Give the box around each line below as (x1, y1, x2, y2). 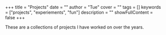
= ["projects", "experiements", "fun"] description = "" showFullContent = (5, 9, 153, 15)
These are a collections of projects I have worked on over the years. (5, 24, 144, 30)
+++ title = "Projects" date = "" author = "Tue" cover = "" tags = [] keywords (5, 4, 161, 10)
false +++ (5, 15, 25, 20)
